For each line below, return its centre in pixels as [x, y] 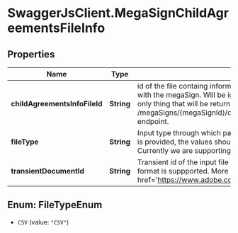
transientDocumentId [48, 171]
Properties [31, 54]
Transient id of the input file [183, 162]
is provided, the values [175, 142]
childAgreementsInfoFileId [57, 104]
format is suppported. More [183, 171]
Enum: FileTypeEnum [55, 205]
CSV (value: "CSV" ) [43, 222]
